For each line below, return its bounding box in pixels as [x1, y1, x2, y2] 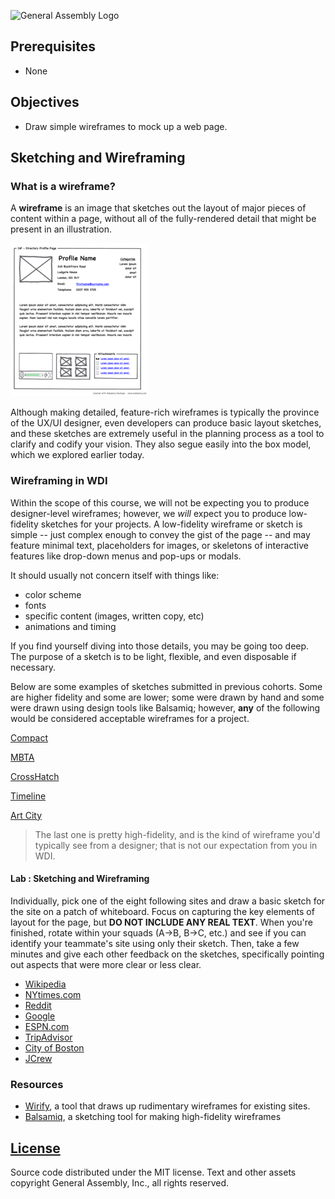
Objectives [10, 94, 80, 111]
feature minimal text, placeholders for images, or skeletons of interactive [10, 539, 309, 551]
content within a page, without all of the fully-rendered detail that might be [10, 213, 317, 225]
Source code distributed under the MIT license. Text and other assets [10, 1166, 297, 1178]
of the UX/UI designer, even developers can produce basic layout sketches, [10, 417, 322, 429]
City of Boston [24, 1041, 85, 1054]
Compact [10, 731, 49, 744]
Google [24, 1010, 56, 1022]
